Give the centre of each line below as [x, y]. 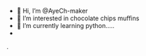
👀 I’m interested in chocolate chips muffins [78, 18]
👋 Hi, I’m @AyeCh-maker [52, 11]
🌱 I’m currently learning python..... [65, 26]
